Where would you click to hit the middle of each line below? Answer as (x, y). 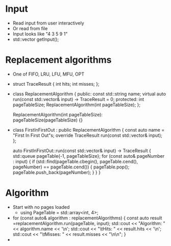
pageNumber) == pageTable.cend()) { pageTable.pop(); (71, 167)
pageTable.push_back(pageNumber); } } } (57, 172)
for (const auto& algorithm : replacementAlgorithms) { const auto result (87, 218)
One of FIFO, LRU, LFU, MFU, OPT (48, 74)
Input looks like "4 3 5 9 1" (40, 34)
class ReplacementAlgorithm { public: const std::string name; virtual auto (89, 94)
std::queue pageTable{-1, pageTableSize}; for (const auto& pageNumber (89, 156)
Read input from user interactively (48, 23)
